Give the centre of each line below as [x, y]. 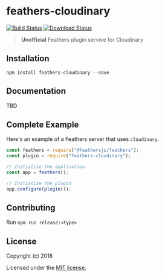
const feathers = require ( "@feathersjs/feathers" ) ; [73, 150]
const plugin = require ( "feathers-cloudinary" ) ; [69, 156]
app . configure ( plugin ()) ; [39, 189]
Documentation [36, 91]
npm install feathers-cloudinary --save [58, 73]
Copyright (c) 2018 [30, 256]
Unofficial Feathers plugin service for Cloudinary [82, 39]
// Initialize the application [46, 167]
